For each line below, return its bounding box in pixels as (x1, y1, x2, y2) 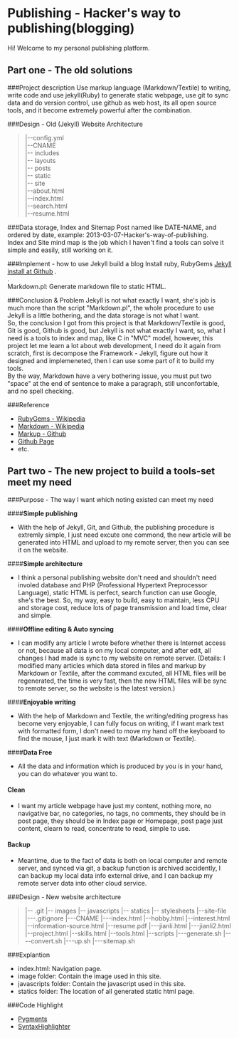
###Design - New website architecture (7, 892, 122, 901)
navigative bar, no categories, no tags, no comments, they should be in (17, 809, 226, 817)
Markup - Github (17, 429, 67, 438)
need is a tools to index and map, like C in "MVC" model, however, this (7, 333, 213, 342)
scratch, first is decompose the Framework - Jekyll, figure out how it (7, 349, 208, 357)
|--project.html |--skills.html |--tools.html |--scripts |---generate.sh (24, 929, 222, 938)
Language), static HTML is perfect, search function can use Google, (17, 588, 217, 597)
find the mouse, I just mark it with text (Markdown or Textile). (17, 734, 197, 743)
